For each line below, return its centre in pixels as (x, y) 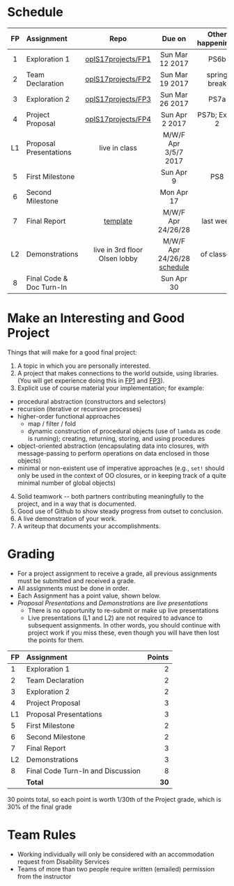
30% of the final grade (40, 807)
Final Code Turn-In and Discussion (83, 770)
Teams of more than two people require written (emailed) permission (116, 869)
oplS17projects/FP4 (118, 119)
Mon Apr (174, 192)
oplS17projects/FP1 (118, 59)
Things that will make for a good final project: (72, 352)
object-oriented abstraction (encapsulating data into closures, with (113, 446)
